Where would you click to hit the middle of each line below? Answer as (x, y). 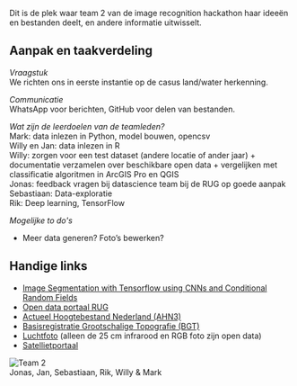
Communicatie (36, 99)
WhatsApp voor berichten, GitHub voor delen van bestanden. (122, 109)
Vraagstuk (29, 72)
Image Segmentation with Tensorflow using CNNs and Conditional (144, 288)
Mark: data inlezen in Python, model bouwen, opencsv (110, 136)
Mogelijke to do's (41, 220)
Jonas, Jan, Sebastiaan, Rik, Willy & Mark (86, 372)
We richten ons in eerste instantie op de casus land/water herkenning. (139, 82)
